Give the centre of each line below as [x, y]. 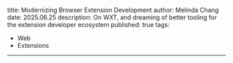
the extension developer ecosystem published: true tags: [88, 25]
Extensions [33, 45]
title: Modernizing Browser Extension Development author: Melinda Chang [113, 10]
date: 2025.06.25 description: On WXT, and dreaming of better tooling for [112, 17]
